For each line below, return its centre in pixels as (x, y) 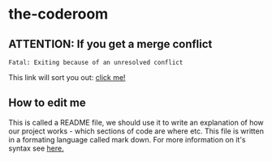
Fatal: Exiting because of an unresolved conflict (96, 62)
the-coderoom (58, 14)
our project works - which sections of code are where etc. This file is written (136, 131)
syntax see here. (36, 148)
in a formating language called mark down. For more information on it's (127, 139)
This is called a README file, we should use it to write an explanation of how (136, 122)
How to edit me (47, 103)
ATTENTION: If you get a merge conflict (110, 44)
